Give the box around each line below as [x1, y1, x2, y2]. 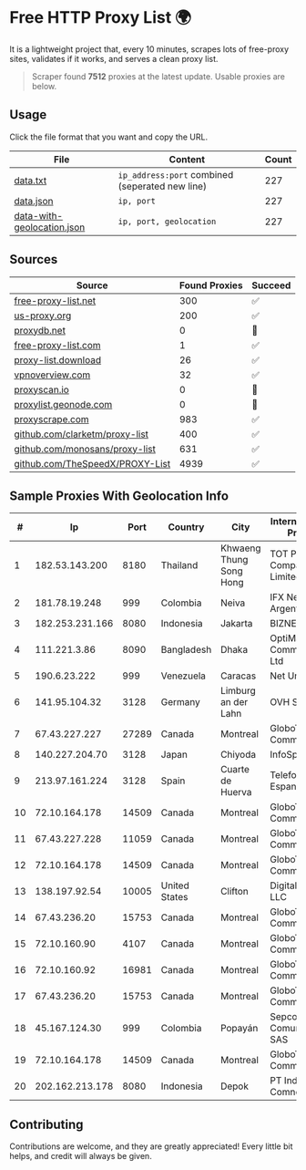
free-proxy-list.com [14, 338, 102, 351]
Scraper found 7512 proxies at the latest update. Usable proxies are [31, 70, 285, 82]
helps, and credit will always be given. [9, 1151, 152, 1162]
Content [168, 152, 206, 165]
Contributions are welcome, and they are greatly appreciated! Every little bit [9, 1141, 293, 1152]
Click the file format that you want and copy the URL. [9, 131, 208, 142]
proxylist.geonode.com [14, 398, 113, 410]
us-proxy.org [14, 309, 72, 322]
